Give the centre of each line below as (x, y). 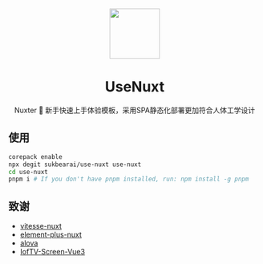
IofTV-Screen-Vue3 (53, 252)
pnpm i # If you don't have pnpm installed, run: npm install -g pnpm (129, 179)
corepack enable (35, 156)
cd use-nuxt (28, 172)
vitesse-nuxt (41, 226)
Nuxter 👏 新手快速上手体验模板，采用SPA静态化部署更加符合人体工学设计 (135, 110)
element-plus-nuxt (51, 235)
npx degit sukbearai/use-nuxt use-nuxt (75, 164)
